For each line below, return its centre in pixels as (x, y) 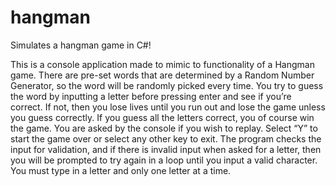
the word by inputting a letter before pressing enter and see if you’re (151, 96)
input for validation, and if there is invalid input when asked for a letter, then (166, 149)
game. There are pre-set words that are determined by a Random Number (162, 75)
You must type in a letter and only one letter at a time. (121, 170)
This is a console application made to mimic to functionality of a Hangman (162, 64)
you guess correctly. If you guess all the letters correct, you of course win (162, 117)
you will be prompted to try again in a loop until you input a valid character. (164, 160)
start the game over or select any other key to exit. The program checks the (166, 138)
